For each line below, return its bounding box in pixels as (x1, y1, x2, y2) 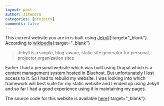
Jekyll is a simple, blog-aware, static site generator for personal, (17, 50, 150, 56)
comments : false (5, 21, 39, 26)
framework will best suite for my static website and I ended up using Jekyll (5, 81, 159, 87)
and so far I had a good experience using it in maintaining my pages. (5, 86, 146, 92)
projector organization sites (17, 55, 74, 61)
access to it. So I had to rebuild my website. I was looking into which (5, 75, 146, 81)
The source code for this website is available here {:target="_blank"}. (5, 96, 146, 102)
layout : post (5, 7, 32, 12)
